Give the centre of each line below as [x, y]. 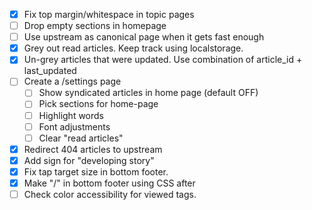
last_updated [50, 71]
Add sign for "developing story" [89, 160]
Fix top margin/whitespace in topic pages [109, 14]
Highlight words [71, 115]
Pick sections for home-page [98, 104]
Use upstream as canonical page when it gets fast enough [144, 37]
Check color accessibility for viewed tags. [110, 194]
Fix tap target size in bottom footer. [96, 171]
